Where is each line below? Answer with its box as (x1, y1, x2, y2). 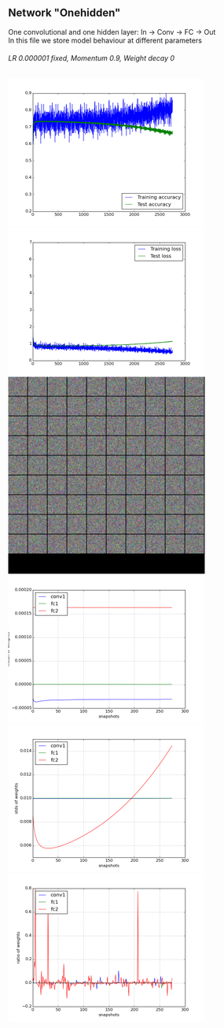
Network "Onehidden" (8, 6, 121, 20)
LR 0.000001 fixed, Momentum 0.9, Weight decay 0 (8, 54, 175, 63)
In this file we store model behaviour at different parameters (8, 35, 203, 45)
